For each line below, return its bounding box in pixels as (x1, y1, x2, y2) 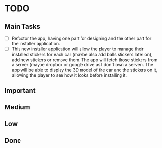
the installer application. (11, 41, 60, 47)
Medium (4, 103, 30, 111)
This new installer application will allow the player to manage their (11, 46, 144, 52)
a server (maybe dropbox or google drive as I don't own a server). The (11, 62, 154, 68)
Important (4, 86, 36, 95)
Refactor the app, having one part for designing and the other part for (11, 35, 152, 41)
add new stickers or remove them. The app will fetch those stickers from (11, 57, 158, 63)
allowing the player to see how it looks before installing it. (11, 72, 127, 78)
